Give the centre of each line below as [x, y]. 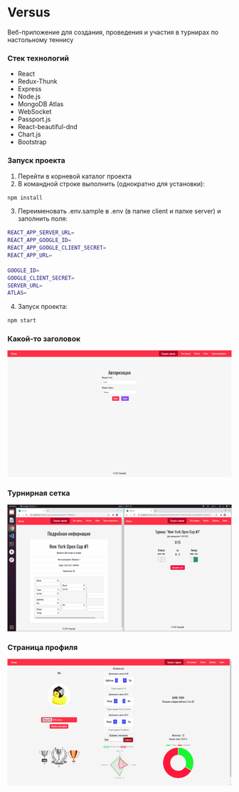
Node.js [29, 96]
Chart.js [29, 134]
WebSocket [34, 112]
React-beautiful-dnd [48, 127]
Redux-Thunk [37, 81]
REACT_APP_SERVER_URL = [41, 233]
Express [30, 89]
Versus [29, 12]
